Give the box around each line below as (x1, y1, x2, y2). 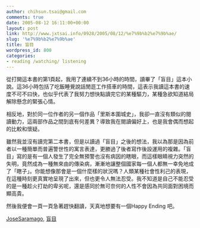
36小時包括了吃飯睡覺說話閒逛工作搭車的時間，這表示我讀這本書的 (21, 83, 185, 90)
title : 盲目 (6, 42, 34, 48)
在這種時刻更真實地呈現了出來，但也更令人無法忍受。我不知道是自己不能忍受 (6, 175, 194, 182)
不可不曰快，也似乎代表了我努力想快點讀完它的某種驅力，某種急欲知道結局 (11, 90, 194, 97)
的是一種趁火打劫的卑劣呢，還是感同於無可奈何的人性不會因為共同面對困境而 (6, 182, 194, 189)
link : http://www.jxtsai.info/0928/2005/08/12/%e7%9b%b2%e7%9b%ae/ (6, 31, 177, 37)
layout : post (6, 25, 39, 31)
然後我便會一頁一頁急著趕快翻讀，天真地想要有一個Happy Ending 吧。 (6, 202, 178, 210)
